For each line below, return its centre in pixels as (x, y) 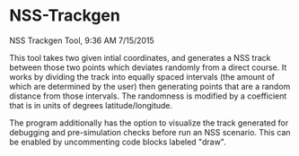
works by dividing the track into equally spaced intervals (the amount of (142, 76)
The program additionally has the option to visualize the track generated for (149, 123)
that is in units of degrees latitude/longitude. (91, 105)
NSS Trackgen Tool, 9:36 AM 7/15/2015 (82, 40)
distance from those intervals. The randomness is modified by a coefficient (148, 96)
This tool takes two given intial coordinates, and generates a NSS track (140, 57)
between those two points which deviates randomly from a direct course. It (148, 67)
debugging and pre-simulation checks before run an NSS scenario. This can (150, 132)
